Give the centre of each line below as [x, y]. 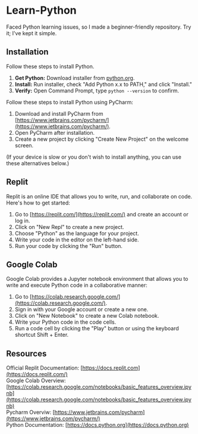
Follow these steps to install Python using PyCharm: [70, 102]
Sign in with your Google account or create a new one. [81, 309]
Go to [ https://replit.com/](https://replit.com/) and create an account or [101, 214]
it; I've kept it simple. [32, 33]
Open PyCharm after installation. [55, 132]
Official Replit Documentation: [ [45, 368]
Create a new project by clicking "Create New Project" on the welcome [102, 139]
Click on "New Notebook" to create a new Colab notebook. [87, 316]
